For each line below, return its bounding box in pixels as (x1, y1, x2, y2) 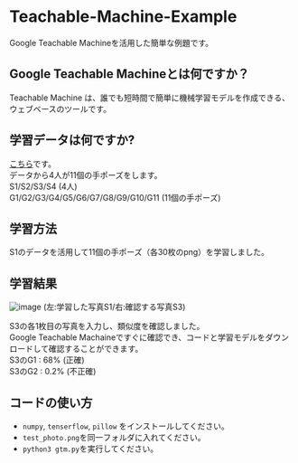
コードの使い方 (9, 395, 93, 411)
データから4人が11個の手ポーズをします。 (9, 169, 163, 180)
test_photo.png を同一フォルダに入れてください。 (22, 432, 206, 442)
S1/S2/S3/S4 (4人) (9, 181, 79, 192)
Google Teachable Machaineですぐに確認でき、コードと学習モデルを (9, 332, 266, 343)
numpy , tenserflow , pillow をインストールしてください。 (22, 420, 229, 431)
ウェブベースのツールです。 (9, 103, 111, 114)
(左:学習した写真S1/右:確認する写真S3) (43, 301, 186, 313)
